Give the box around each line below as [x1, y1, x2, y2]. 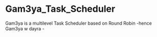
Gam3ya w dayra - [5, 25, 44, 31]
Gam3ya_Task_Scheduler [5, 3, 116, 15]
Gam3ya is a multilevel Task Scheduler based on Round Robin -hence [5, 20, 152, 26]
